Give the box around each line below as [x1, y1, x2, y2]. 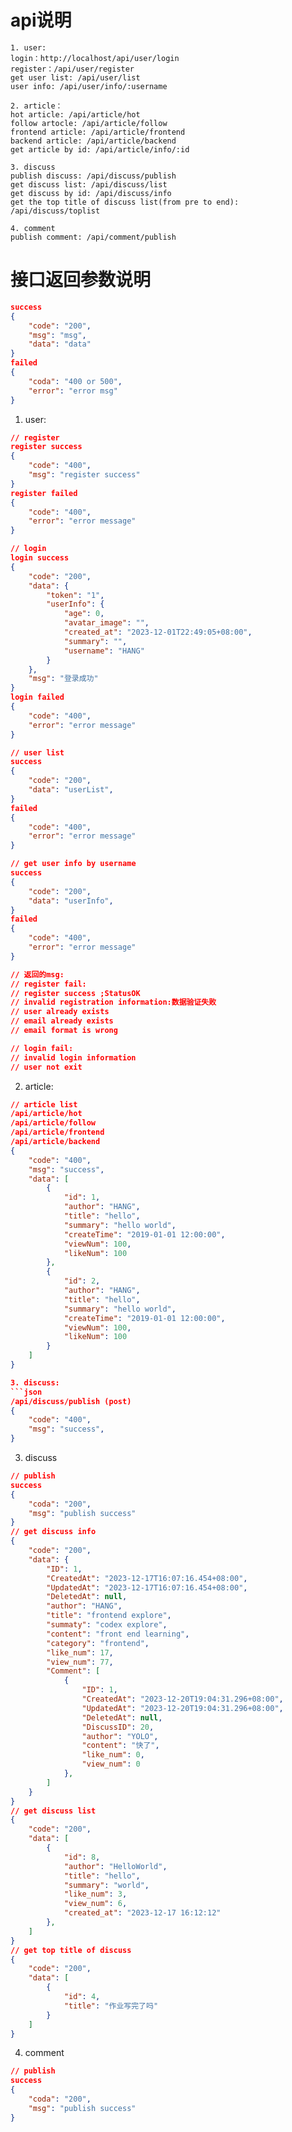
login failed [10, 692, 65, 703]
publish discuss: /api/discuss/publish [10, 171, 177, 181]
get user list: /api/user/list [10, 72, 141, 83]
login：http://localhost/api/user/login [10, 53, 180, 63]
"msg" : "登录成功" [28, 674, 99, 684]
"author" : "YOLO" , [81, 1731, 159, 1741]
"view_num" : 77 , [46, 1657, 114, 1667]
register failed [10, 488, 78, 498]
